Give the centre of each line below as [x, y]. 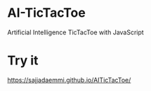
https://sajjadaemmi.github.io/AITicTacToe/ [69, 80]
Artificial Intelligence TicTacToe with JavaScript [75, 32]
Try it [23, 61]
